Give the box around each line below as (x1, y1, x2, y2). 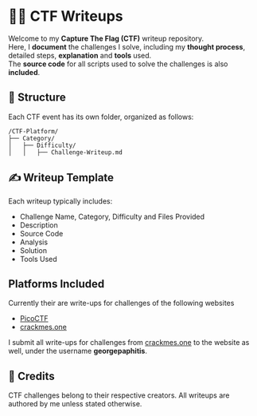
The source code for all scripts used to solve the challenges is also (8, 59, 228, 69)
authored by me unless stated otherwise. (8, 399, 142, 409)
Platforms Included (8, 277, 105, 291)
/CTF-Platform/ (8, 127, 59, 135)
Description (19, 220, 58, 230)
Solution (19, 245, 48, 255)
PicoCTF (19, 314, 49, 323)
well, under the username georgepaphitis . (8, 347, 147, 356)
